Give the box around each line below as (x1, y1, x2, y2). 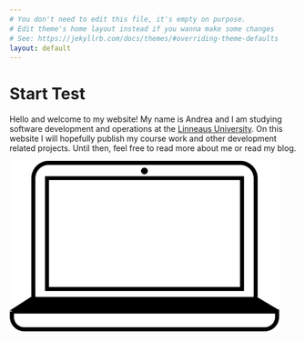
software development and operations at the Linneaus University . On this (9, 124, 283, 135)
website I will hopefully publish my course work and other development (9, 133, 277, 145)
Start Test (9, 84, 86, 105)
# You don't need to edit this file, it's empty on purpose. (9, 15, 247, 24)
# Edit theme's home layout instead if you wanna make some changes (9, 24, 275, 34)
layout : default (9, 44, 71, 53)
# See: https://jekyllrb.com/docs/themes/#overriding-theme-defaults (9, 34, 280, 43)
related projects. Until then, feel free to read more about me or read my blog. (9, 143, 297, 154)
